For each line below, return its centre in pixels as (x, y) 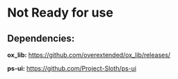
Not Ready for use (60, 13)
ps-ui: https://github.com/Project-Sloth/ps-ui (72, 68)
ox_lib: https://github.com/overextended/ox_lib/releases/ (89, 55)
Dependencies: (41, 38)
